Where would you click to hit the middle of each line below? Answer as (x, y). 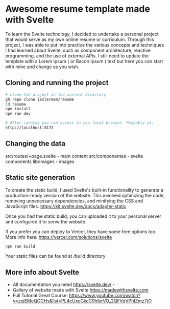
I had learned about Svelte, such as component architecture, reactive (78, 50)
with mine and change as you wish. (42, 67)
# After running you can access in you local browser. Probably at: (80, 123)
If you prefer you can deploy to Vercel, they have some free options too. (81, 232)
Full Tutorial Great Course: (40, 296)
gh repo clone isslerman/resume (40, 99)
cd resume (16, 104)
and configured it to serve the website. (46, 221)
